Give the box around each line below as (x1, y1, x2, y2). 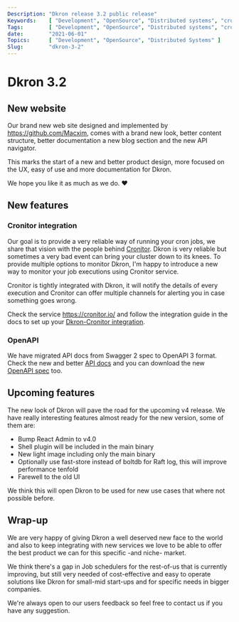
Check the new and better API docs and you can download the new (7, 358, 205, 367)
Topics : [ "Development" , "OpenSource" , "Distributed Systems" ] (7, 37, 221, 44)
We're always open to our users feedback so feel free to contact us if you (7, 599, 223, 607)
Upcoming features (7, 387, 95, 399)
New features (7, 200, 69, 212)
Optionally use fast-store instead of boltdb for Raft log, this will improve (17, 457, 228, 466)
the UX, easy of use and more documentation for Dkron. (7, 165, 172, 173)
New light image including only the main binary (17, 449, 156, 459)
